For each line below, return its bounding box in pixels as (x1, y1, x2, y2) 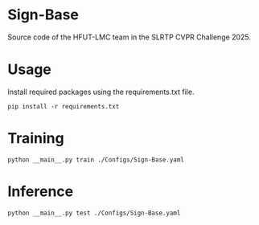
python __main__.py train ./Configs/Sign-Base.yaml (7, 155, 184, 164)
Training (7, 129, 65, 148)
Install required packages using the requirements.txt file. (7, 87, 195, 96)
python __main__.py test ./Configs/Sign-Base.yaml (7, 209, 181, 217)
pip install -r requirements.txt (7, 102, 120, 110)
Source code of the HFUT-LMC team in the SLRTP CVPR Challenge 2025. (7, 32, 251, 42)
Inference (7, 182, 74, 200)
